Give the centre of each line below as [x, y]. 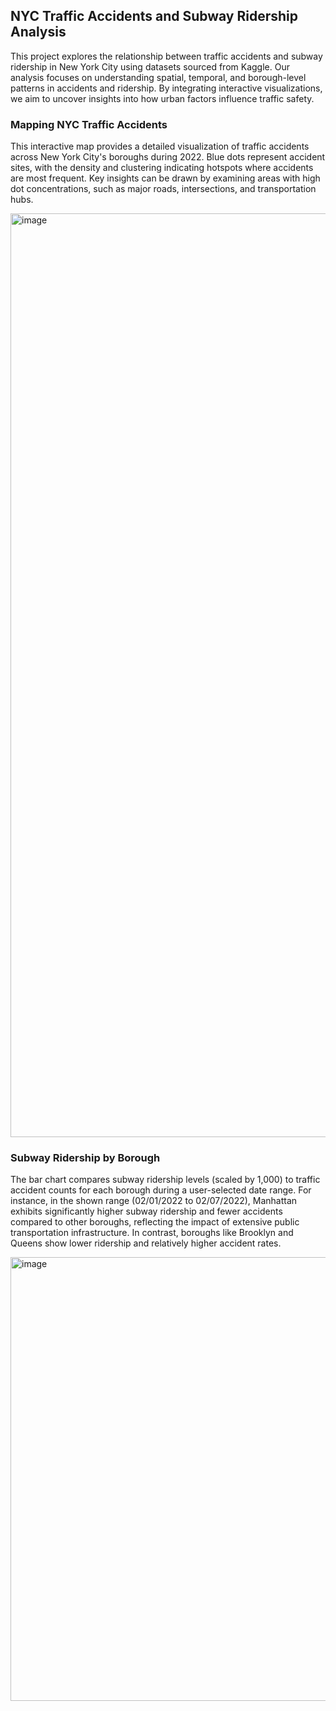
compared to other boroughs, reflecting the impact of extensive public [155, 1222]
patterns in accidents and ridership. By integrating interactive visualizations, [166, 88]
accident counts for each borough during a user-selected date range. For [161, 1190]
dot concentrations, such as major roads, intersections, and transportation [163, 189]
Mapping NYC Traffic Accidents [89, 124]
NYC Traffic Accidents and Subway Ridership [154, 16]
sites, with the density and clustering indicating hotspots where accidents [162, 168]
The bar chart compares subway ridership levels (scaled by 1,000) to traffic [165, 1180]
